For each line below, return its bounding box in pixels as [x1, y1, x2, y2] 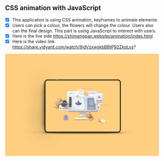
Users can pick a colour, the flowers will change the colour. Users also [12, 22, 154, 28]
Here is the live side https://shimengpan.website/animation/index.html [12, 33, 153, 39]
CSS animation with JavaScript [5, 4, 102, 12]
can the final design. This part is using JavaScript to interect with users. [12, 28, 157, 34]
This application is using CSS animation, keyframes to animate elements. [12, 17, 159, 22]
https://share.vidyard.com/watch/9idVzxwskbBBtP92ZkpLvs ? [12, 44, 136, 50]
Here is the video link [12, 39, 55, 44]
